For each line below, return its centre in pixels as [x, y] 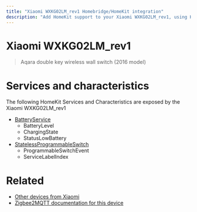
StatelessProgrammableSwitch [52, 145]
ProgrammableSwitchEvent [56, 151]
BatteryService [33, 119]
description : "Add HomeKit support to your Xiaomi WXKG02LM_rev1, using [97, 17]
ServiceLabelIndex [46, 157]
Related [25, 181]
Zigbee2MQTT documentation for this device [69, 203]
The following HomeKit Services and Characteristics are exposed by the [93, 102]
